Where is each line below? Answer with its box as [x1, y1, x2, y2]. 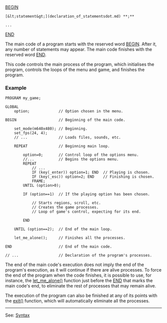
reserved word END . [5, 52, 47, 57]
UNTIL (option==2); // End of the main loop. [14, 227, 112, 232]
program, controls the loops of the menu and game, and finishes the [5, 67, 145, 72]
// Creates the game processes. [31, 205, 99, 210]
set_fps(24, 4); [14, 131, 48, 136]
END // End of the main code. [5, 244, 112, 249]
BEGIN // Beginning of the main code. [5, 117, 126, 123]
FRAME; [31, 179, 46, 184]
